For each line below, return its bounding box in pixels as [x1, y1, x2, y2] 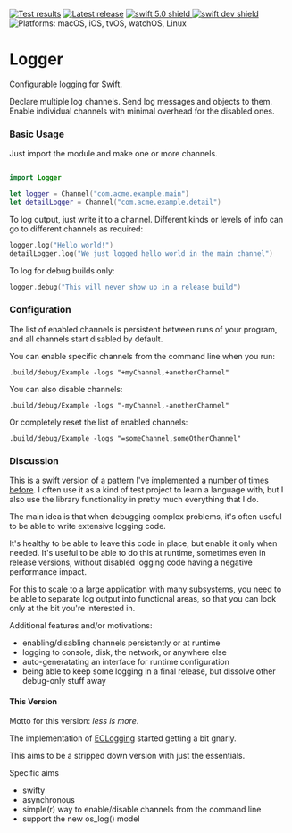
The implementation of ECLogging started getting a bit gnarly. [9, 733, 237, 744]
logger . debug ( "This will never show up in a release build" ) [9, 282, 242, 291]
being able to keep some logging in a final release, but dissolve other [21, 666, 276, 677]
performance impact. [9, 567, 88, 577]
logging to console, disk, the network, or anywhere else [21, 647, 228, 658]
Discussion [9, 454, 60, 467]
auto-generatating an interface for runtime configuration [21, 657, 229, 668]
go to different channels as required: [9, 223, 144, 234]
